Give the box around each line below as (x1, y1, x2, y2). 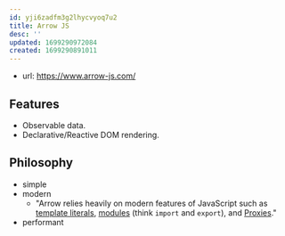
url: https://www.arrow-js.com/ (21, 70, 136, 81)
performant (21, 216, 64, 227)
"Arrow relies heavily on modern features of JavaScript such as (35, 198, 268, 208)
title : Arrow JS (9, 21, 69, 30)
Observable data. (21, 119, 86, 130)
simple (21, 179, 47, 190)
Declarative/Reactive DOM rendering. (21, 129, 160, 140)
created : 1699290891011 (9, 46, 98, 55)
